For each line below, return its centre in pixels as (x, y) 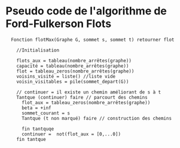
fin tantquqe (38, 129)
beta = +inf (36, 108)
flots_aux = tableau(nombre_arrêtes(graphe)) (74, 61)
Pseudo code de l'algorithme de (86, 11)
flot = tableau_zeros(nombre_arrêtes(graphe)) (75, 71)
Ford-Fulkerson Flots (59, 24)
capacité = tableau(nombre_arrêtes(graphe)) (73, 66)
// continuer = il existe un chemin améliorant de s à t (89, 92)
